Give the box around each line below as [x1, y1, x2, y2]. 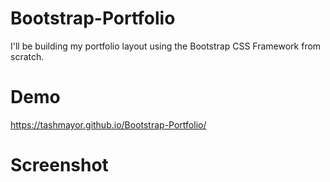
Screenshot [10, 154, 109, 177]
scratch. [10, 50, 45, 62]
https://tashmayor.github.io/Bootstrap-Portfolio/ [10, 118, 207, 131]
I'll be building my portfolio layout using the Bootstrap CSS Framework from [10, 40, 322, 52]
